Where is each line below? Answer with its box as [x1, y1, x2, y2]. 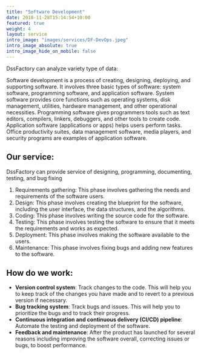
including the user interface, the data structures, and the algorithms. [15, 205, 186, 212]
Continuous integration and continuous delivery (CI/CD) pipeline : [15, 316, 183, 324]
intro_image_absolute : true [6, 43, 77, 49]
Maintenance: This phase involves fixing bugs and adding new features [15, 244, 193, 251]
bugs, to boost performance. [15, 342, 87, 349]
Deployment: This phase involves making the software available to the [15, 231, 189, 238]
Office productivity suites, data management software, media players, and [6, 128, 191, 135]
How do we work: [6, 267, 73, 278]
